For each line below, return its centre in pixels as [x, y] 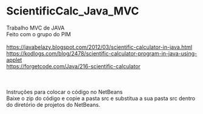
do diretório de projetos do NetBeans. [53, 104]
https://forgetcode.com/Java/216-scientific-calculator [73, 66]
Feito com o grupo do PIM [39, 34]
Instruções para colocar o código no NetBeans [65, 92]
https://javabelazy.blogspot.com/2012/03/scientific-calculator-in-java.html [99, 47]
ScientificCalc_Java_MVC [73, 11]
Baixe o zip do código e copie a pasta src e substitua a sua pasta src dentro [101, 98]
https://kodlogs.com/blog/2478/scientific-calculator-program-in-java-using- [102, 53]
